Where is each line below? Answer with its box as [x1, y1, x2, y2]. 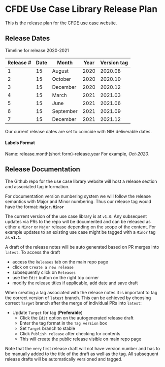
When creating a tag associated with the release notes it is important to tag [5, 289, 158, 295]
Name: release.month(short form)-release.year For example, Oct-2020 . [5, 151, 150, 157]
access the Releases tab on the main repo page [12, 259, 108, 264]
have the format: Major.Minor [5, 204, 64, 210]
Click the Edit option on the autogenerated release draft [19, 315, 134, 320]
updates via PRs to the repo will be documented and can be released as [5, 218, 151, 224]
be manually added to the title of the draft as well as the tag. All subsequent [5, 351, 159, 357]
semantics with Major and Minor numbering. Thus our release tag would [5, 198, 152, 204]
